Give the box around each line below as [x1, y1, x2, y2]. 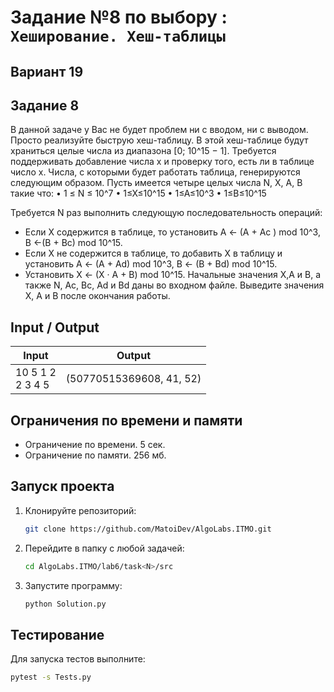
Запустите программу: [24, 579, 123, 591]
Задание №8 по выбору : [10, 6, 228, 29]
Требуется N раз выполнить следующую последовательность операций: [10, 207, 323, 219]
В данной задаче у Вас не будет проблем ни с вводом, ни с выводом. [10, 124, 309, 136]
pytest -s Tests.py [10, 672, 92, 683]
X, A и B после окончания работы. [24, 290, 171, 302]
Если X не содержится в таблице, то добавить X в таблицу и [24, 247, 283, 260]
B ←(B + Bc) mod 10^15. [24, 237, 123, 249]
